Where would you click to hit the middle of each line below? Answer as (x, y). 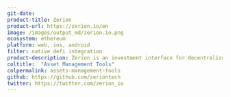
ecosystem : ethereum (37, 39)
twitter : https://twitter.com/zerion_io (66, 83)
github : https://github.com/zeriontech (64, 77)
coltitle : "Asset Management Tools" (61, 64)
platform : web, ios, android (49, 45)
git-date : (21, 13)
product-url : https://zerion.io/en (58, 26)
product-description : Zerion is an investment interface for (96, 58)
